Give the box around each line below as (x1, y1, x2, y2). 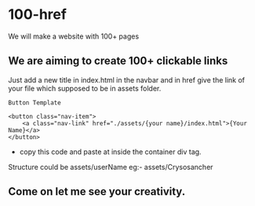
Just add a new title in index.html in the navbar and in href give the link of (8, 75, 246, 84)
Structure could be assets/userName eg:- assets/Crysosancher (8, 162, 213, 171)
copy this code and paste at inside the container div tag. (19, 147, 202, 156)
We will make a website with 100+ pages (8, 31, 140, 41)
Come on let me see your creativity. (8, 185, 186, 198)
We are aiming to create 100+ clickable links (8, 54, 228, 68)
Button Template (8, 98, 61, 107)
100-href (8, 6, 67, 24)
